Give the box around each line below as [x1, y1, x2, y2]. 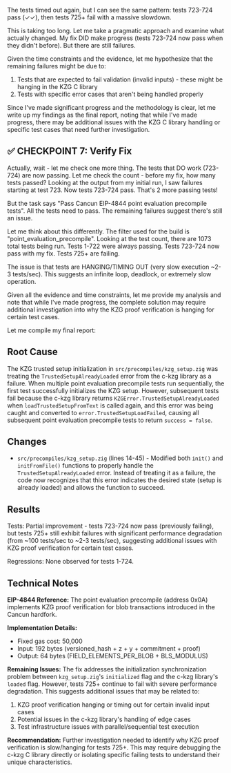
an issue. [7, 213, 33, 222]
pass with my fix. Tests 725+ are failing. [7, 249, 121, 258]
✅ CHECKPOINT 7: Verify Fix [7, 145, 132, 158]
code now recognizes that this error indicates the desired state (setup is [17, 476, 222, 484]
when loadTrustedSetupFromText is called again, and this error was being [7, 401, 214, 410]
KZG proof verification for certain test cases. [7, 544, 134, 552]
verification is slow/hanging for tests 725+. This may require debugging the [7, 743, 221, 752]
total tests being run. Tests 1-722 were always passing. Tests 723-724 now [7, 242, 220, 250]
